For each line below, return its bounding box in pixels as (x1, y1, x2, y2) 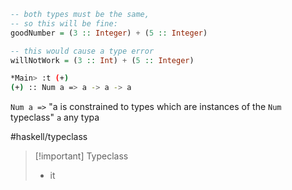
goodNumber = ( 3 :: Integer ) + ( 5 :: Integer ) (10, 28, 208, 38)
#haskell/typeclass (10, 131, 88, 143)
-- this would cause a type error (10, 46, 155, 56)
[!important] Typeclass (34, 150, 129, 162)
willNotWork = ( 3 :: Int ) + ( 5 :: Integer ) (10, 55, 195, 65)
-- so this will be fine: (10, 18, 118, 29)
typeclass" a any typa (10, 111, 100, 124)
